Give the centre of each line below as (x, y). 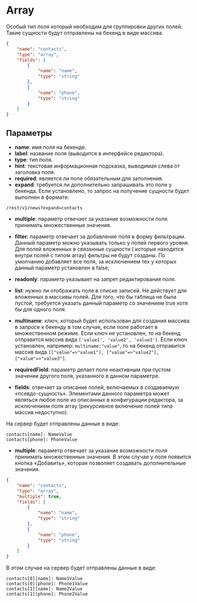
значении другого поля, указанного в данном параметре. (87, 376)
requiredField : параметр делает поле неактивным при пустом (93, 369)
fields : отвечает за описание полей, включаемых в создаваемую (97, 387)
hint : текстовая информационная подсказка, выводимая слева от (97, 166)
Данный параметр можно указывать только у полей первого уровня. (102, 243)
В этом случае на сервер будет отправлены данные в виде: (81, 568)
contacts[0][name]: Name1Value (44, 579)
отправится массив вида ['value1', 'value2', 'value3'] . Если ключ (101, 339)
